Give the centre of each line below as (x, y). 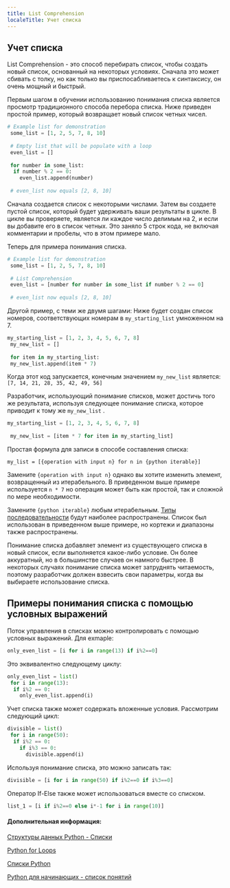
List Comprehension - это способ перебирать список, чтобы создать (107, 64)
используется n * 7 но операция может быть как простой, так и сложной (115, 489)
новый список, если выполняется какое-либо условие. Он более (103, 553)
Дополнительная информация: (54, 821)
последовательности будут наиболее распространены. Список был (107, 518)
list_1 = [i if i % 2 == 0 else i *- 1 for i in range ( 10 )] (86, 806)
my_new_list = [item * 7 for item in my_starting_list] (92, 436)
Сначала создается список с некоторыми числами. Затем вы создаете (112, 204)
